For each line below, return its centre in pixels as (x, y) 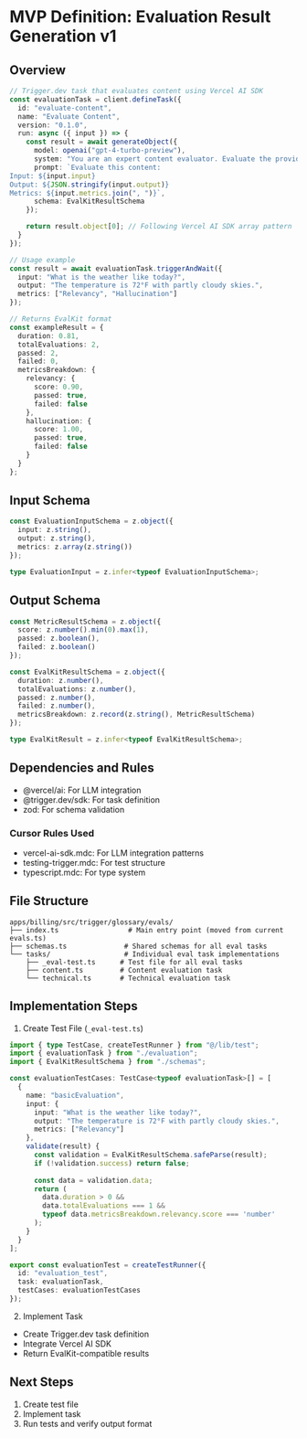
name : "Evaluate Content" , (69, 116)
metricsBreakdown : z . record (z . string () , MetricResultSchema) (137, 715)
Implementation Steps (74, 1006)
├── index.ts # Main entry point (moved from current (147, 930)
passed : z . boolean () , (59, 639)
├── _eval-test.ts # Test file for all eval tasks (135, 962)
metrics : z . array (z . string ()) (75, 547)
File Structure (49, 901)
